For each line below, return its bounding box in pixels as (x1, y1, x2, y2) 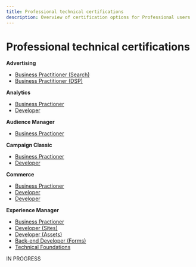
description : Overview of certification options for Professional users (6, 14, 191, 20)
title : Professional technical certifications (6, 8, 124, 15)
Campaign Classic (6, 141, 52, 149)
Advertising (6, 60, 36, 67)
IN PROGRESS (6, 255, 41, 262)
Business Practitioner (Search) (14, 71, 90, 78)
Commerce (6, 171, 35, 178)
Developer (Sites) (14, 225, 58, 232)
